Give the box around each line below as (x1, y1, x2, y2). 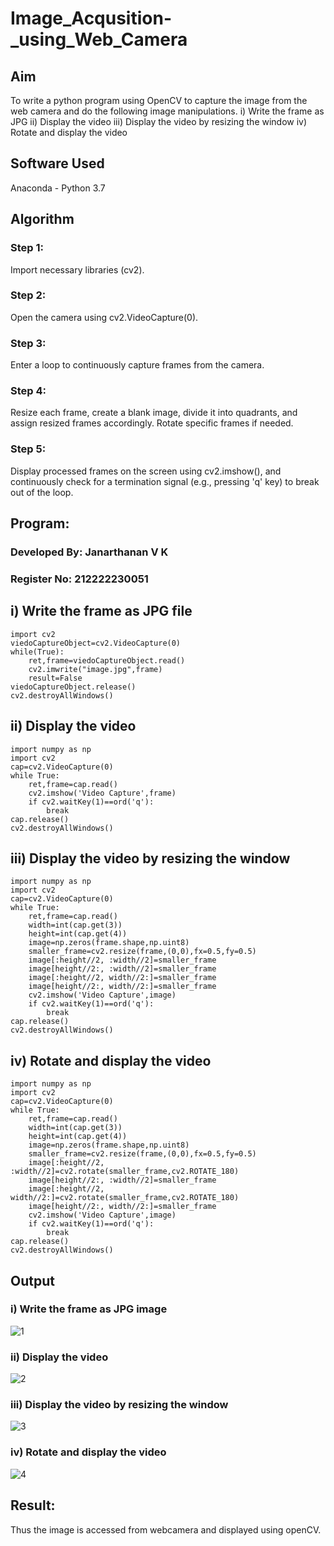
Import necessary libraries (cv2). (10, 263, 145, 276)
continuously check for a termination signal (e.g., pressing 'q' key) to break (10, 475, 320, 487)
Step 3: (10, 336, 47, 350)
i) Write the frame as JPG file (10, 603, 193, 620)
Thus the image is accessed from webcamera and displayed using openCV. (10, 1523, 322, 1536)
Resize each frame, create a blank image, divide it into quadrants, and (10, 407, 298, 419)
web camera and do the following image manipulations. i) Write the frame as (10, 105, 325, 117)
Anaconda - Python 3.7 (10, 182, 106, 194)
